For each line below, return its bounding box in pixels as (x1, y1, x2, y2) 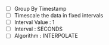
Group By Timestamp (14, 5, 67, 12)
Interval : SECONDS (14, 25, 63, 32)
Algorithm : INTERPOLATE (14, 32, 78, 40)
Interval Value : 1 (14, 19, 55, 26)
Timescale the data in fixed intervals (14, 12, 104, 19)
